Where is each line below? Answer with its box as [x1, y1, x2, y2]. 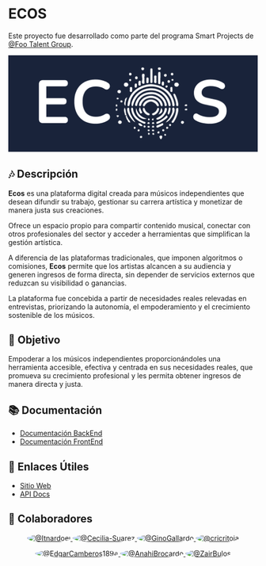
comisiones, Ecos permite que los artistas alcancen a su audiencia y [8, 261, 232, 270]
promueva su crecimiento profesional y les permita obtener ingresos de [8, 371, 241, 381]
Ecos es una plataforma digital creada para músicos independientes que [8, 188, 245, 198]
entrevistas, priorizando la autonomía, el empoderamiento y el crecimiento [8, 302, 251, 312]
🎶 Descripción [8, 167, 78, 181]
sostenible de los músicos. [8, 310, 95, 319]
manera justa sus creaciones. [8, 205, 104, 215]
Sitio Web [19, 481, 51, 491]
